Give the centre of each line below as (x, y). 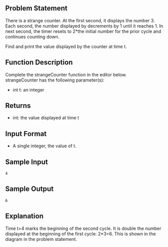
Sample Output (30, 189)
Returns (18, 106)
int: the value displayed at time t (46, 118)
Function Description (39, 63)
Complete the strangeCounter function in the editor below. (66, 74)
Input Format (26, 134)
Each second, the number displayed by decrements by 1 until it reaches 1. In (84, 26)
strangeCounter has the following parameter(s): (55, 80)
